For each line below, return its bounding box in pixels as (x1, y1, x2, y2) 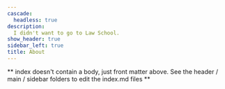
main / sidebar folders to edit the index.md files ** (7, 75, 151, 83)
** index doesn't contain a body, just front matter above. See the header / (7, 67, 218, 76)
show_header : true (7, 36, 61, 43)
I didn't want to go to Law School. (13, 29, 120, 37)
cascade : (7, 10, 33, 17)
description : (7, 23, 45, 30)
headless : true (13, 17, 58, 23)
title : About (7, 49, 45, 56)
